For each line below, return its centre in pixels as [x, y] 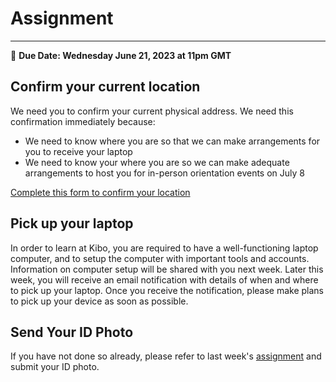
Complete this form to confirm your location [100, 192]
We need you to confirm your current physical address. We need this [152, 111]
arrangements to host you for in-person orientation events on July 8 [164, 173]
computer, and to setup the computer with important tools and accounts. [160, 258]
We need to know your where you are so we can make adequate [157, 162]
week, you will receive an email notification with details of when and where [164, 279]
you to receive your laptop [78, 151]
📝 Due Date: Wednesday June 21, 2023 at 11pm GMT [121, 55]
